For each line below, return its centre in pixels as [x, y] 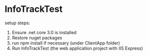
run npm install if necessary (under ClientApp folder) [66, 43]
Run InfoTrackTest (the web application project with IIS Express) [77, 48]
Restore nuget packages [37, 38]
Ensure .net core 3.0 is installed [44, 32]
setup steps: [17, 23]
